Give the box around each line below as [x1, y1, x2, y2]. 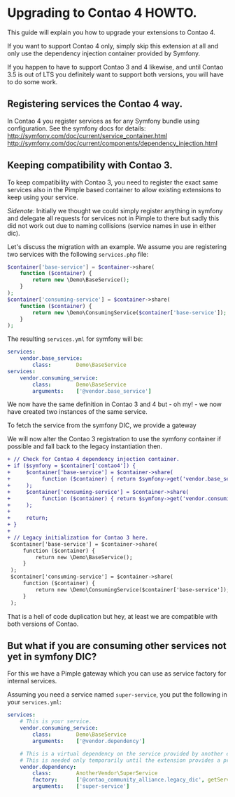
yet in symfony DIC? [7, 650, 97, 662]
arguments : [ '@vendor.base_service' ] [32, 387, 152, 394]
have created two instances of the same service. [7, 408, 148, 416]
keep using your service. [7, 193, 79, 201]
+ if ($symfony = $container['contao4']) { [7, 462, 136, 469]
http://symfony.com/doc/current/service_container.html [7, 131, 168, 140]
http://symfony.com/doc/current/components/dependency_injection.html [7, 139, 218, 147]
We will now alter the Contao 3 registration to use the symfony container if [7, 435, 222, 443]
